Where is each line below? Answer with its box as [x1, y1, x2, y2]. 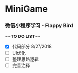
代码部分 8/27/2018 [12, 43, 52, 50]
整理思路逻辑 [12, 56, 39, 62]
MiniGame [5, 3, 48, 15]
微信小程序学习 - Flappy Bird [5, 22, 73, 29]
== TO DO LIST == [5, 34, 41, 39]
